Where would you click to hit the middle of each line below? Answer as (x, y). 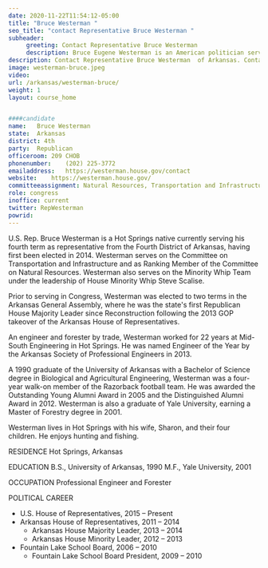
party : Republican (41, 149)
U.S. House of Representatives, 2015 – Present (96, 513)
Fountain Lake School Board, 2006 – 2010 (88, 547)
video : (19, 75)
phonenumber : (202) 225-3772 (62, 163)
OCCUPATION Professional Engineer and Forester (90, 482)
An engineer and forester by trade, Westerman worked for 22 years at (123, 337)
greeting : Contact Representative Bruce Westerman (112, 46)
